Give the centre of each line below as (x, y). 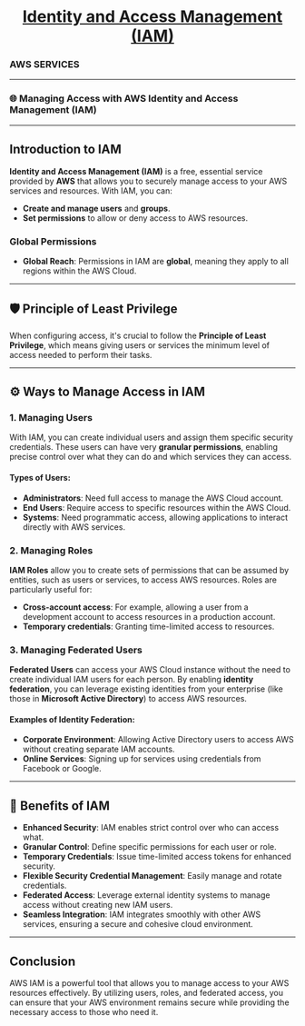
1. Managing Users (51, 418)
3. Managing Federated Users (76, 650)
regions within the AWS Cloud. (79, 271)
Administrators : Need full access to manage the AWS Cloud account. (153, 498)
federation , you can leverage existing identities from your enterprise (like (146, 689)
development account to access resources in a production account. (149, 616)
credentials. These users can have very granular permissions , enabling (144, 447)
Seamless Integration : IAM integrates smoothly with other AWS (142, 914)
